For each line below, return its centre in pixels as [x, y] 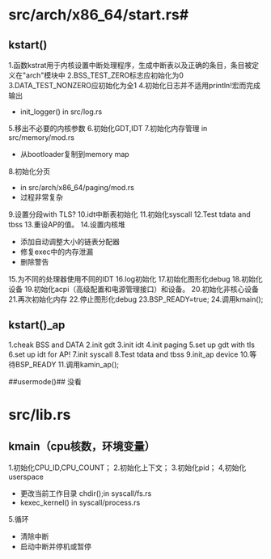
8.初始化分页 [30, 171]
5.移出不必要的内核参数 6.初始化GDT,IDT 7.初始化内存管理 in [108, 128]
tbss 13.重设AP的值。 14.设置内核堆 [67, 224]
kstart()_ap [37, 325]
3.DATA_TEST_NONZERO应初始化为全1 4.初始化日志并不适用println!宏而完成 [134, 85]
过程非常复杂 [41, 197]
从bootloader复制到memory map [74, 154]
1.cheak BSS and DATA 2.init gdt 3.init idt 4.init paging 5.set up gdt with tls [131, 345]
